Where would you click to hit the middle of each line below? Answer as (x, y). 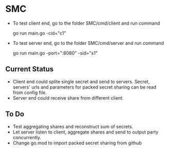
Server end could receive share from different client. (68, 98)
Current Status (30, 69)
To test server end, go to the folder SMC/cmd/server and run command (88, 43)
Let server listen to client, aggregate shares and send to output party (86, 132)
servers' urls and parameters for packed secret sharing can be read (85, 87)
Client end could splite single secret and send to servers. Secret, (81, 81)
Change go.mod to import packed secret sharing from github (77, 143)
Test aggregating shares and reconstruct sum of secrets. (73, 126)
